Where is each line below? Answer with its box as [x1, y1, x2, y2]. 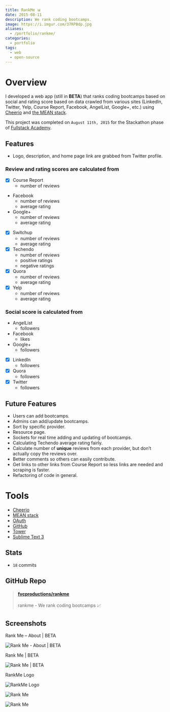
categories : [5, 36, 30, 41]
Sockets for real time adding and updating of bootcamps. [12, 435, 132, 441]
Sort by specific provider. [12, 424, 66, 430]
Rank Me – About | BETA [5, 633, 56, 639]
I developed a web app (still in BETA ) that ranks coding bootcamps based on [5, 93, 165, 100]
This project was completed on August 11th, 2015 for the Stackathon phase [5, 119, 164, 125]
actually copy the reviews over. [12, 450, 78, 457]
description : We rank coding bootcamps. [5, 17, 92, 22]
